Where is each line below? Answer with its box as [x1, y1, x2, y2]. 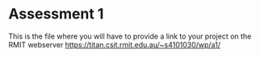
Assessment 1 [8, 5, 104, 23]
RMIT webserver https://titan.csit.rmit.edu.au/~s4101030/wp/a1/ [8, 39, 220, 49]
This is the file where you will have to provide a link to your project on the [8, 31, 252, 41]
